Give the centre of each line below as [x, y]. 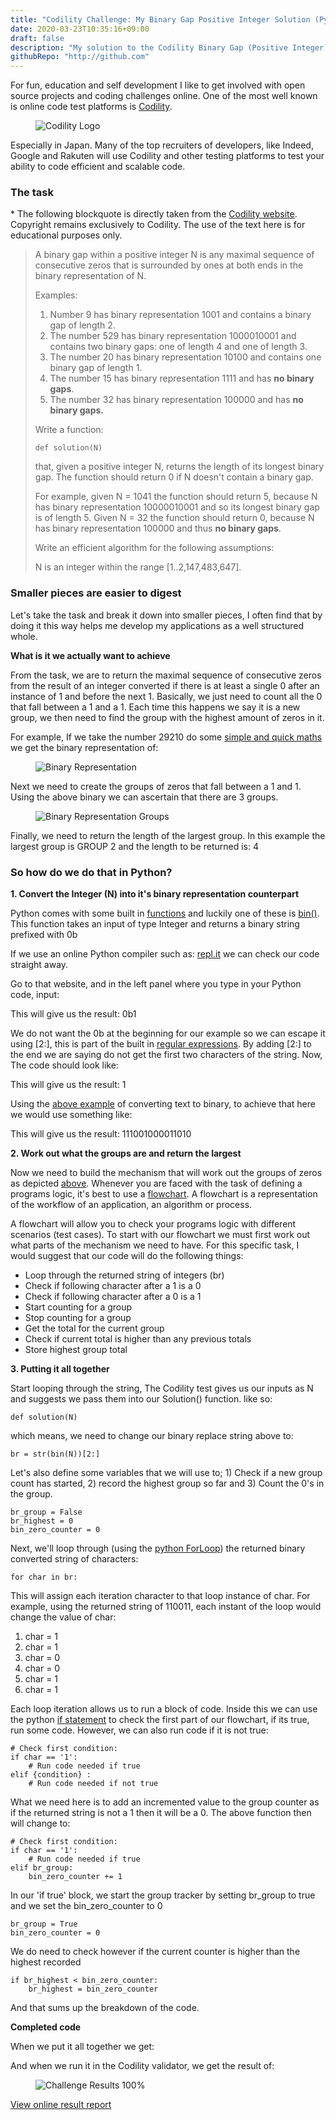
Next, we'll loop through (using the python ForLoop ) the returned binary [158, 1548]
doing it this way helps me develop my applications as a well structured [157, 625]
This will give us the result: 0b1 [73, 1014]
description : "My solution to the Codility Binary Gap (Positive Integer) [169, 47]
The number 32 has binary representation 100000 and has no [176, 400]
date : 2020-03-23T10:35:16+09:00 [80, 29]
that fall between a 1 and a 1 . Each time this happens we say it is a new [155, 707]
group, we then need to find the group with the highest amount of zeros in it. [167, 717]
